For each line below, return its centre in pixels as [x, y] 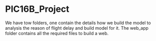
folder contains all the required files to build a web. [57, 33]
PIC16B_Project [37, 9]
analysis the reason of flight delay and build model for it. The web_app [77, 28]
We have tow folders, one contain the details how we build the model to [78, 23]
